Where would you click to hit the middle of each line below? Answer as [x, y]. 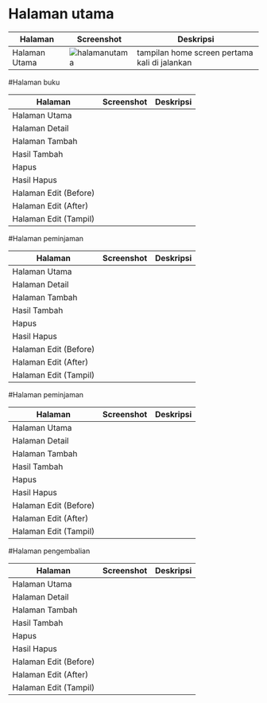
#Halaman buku [34, 82]
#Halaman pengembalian [49, 551]
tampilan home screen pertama [195, 53]
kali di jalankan [164, 62]
